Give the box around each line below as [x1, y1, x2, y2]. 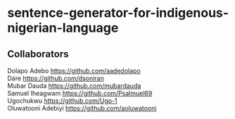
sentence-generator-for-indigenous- [7, 5, 229, 21]
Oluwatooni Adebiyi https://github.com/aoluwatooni [7, 104, 157, 112]
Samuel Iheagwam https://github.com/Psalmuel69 [7, 89, 153, 97]
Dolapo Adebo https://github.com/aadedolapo [7, 67, 141, 75]
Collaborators [7, 48, 69, 60]
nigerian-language [7, 20, 119, 36]
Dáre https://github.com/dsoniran [7, 74, 104, 82]
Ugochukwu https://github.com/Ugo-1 [7, 96, 118, 105]
